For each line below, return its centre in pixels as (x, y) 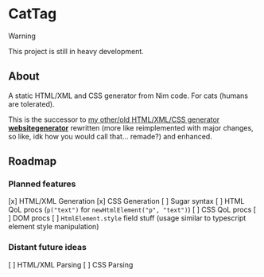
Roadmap (33, 161)
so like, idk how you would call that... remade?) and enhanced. (110, 136)
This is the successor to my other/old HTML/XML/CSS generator (114, 119)
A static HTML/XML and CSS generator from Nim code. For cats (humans (128, 96)
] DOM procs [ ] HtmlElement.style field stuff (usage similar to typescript (127, 218)
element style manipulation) (54, 227)
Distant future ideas (48, 248)
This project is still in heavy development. (76, 51)
